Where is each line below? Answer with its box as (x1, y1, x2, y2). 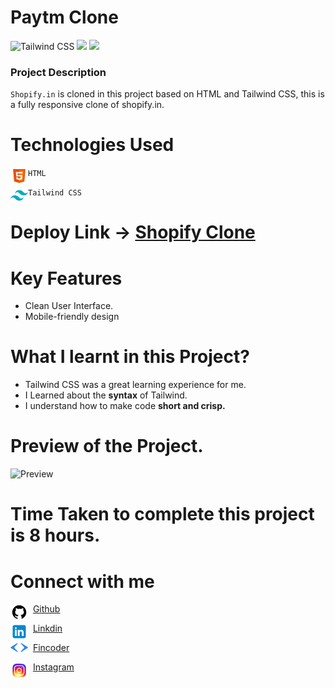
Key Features (10, 267, 123, 290)
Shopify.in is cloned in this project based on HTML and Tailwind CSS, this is (10, 88, 325, 100)
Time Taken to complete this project (10, 503, 315, 526)
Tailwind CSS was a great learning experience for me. (24, 379, 247, 391)
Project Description (10, 65, 107, 79)
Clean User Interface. (24, 300, 114, 312)
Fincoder (32, 642, 70, 654)
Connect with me (10, 570, 155, 593)
